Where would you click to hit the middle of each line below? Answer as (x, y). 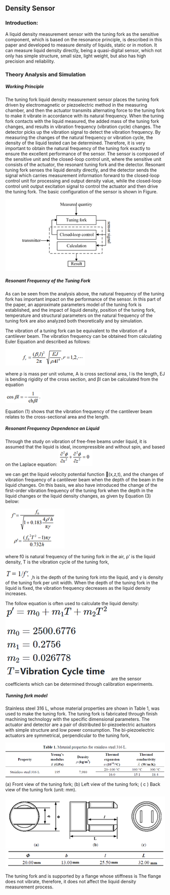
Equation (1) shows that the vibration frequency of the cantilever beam (79, 411)
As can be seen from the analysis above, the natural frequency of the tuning (85, 293)
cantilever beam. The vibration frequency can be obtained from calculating (83, 336)
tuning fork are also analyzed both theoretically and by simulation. (74, 320)
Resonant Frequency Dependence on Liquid (53, 429)
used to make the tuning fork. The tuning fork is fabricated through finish (81, 714)
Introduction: (22, 23)
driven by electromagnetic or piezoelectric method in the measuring (76, 105)
